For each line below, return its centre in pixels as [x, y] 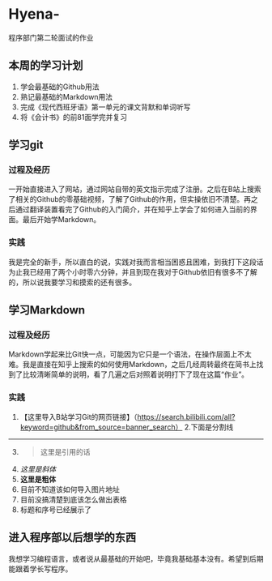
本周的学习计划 [46, 66]
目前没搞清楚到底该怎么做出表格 [73, 499]
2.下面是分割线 [209, 427]
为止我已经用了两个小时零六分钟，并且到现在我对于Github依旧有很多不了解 [133, 271]
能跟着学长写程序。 [40, 569]
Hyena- [34, 14]
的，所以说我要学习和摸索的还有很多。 [72, 282]
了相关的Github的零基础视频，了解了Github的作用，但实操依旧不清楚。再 [130, 199]
